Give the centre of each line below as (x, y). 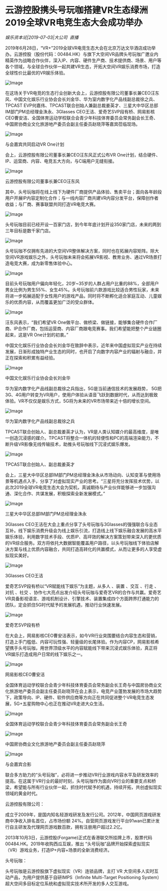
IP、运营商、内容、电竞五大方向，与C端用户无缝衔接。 (61, 161)
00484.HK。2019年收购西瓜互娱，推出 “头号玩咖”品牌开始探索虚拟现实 (78, 844)
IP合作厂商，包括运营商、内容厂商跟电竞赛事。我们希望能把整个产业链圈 (87, 328)
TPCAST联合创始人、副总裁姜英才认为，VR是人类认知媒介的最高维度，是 (80, 432)
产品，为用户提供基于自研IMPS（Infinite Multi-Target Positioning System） (85, 877)
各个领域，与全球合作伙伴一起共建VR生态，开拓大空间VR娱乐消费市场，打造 (83, 66)
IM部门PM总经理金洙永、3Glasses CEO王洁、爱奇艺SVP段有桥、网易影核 (80, 111)
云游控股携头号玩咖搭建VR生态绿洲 (77, 10)
